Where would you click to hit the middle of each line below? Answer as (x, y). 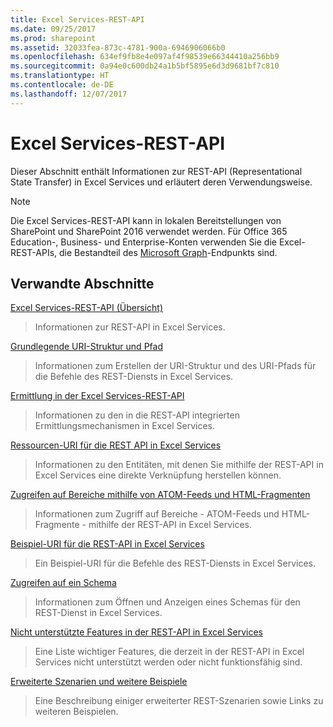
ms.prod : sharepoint (53, 38)
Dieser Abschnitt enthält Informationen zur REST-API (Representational (156, 171)
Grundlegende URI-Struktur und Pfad (86, 347)
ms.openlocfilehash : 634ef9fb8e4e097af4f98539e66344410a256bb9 (145, 57)
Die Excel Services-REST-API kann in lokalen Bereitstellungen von (146, 220)
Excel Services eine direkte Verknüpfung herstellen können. (158, 475)
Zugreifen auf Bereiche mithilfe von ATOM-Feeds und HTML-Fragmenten (160, 495)
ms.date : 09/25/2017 (53, 29)
